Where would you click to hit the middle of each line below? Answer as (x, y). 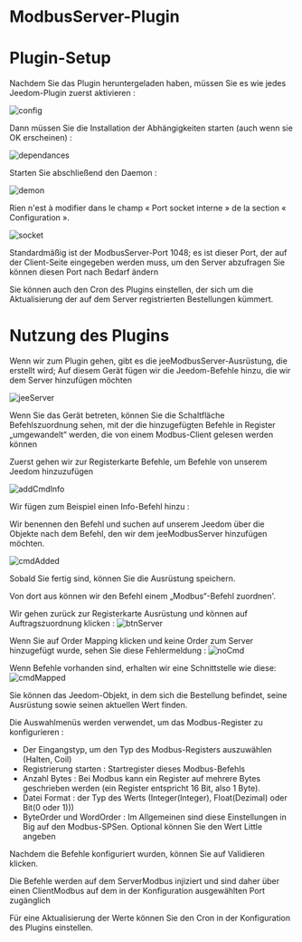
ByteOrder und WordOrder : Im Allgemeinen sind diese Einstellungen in (154, 817)
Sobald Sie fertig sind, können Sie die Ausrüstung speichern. (123, 578)
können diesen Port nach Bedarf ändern (84, 272)
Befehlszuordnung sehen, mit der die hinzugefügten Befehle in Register (142, 425)
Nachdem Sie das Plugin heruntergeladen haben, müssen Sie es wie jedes (148, 83)
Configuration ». (40, 218)
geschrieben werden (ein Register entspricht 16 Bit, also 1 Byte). (141, 788)
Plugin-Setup (60, 58)
